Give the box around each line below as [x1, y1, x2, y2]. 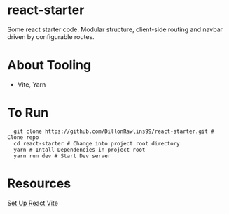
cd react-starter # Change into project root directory [13, 140, 180, 147]
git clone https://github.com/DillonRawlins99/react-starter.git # [13, 128, 215, 135]
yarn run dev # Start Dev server [13, 152, 111, 159]
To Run [7, 105, 49, 121]
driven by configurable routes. [7, 32, 95, 41]
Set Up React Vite [7, 199, 58, 207]
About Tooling [7, 57, 92, 73]
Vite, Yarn [17, 80, 46, 89]
